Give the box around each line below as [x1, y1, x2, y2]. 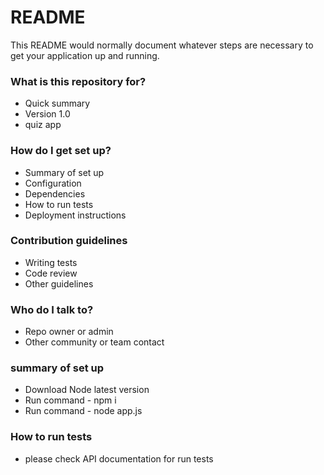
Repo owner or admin [24, 326, 114, 338]
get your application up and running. [10, 49, 160, 61]
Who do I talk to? [10, 302, 94, 316]
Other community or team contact [24, 336, 165, 348]
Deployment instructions [24, 209, 127, 221]
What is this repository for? [10, 74, 147, 88]
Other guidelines [24, 277, 94, 290]
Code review [24, 267, 78, 279]
